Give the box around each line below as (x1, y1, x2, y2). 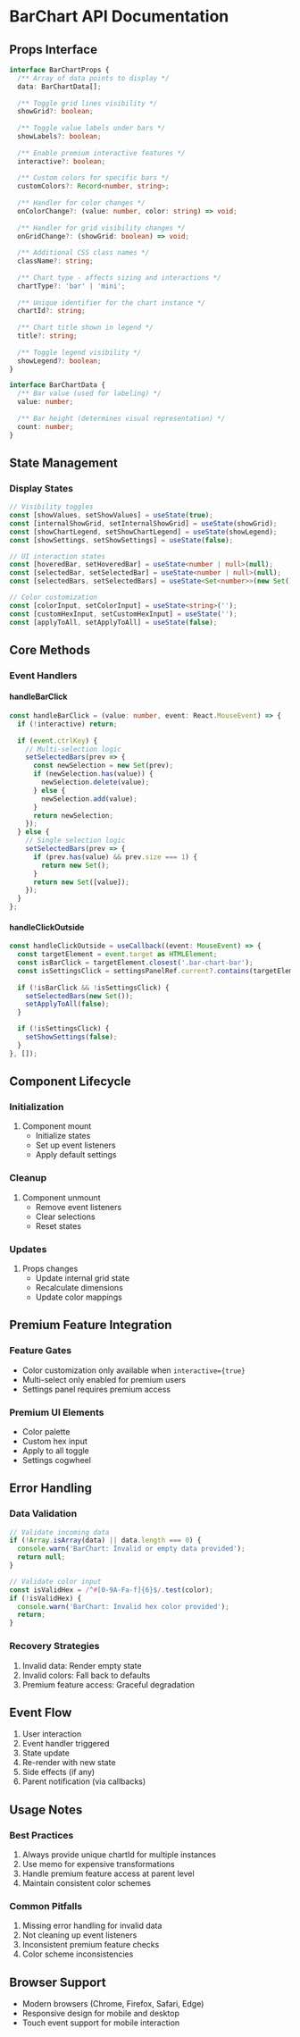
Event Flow (9, 1705, 72, 1720)
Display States (9, 482, 74, 494)
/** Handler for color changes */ (17, 198, 146, 207)
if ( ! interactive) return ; (17, 720, 118, 728)
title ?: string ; (17, 332, 78, 341)
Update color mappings (35, 1292, 122, 1302)
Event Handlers (9, 669, 78, 681)
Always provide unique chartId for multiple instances (21, 1849, 217, 1860)
